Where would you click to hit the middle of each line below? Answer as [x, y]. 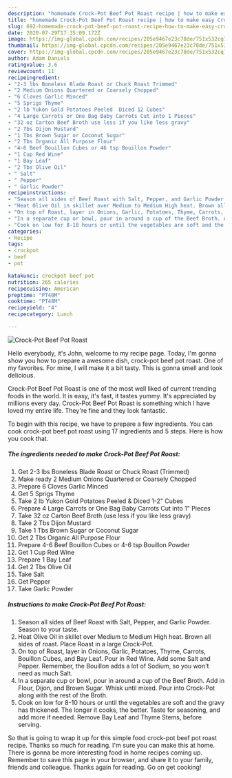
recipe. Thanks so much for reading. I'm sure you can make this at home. [112, 745]
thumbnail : [23, 45]
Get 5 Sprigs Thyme [46, 493]
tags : [15, 244]
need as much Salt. [45, 673]
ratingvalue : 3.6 [33, 65]
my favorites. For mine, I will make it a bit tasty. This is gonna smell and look [115, 368]
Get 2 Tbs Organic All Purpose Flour [69, 538]
